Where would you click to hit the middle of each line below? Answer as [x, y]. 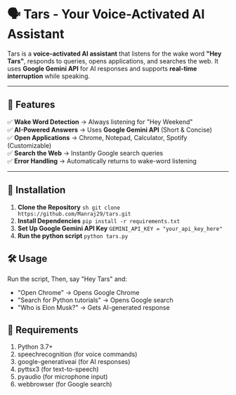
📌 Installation [37, 190]
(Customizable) [29, 145]
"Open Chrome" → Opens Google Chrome [78, 293]
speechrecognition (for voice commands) [77, 354]
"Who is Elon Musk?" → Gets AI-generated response [93, 308]
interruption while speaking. [48, 76]
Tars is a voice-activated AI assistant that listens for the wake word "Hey [114, 54]
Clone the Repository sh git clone [69, 207]
